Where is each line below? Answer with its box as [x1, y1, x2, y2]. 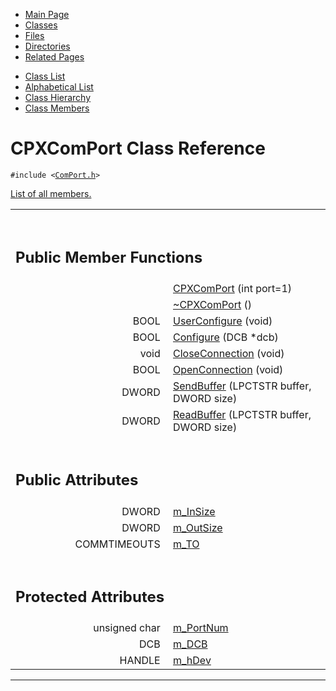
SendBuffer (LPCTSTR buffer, [173, 379, 312, 393]
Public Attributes [15, 470, 139, 490]
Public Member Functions [15, 247, 203, 267]
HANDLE [119, 654, 161, 668]
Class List [24, 70, 66, 82]
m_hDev [173, 654, 212, 668]
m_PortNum [173, 621, 229, 635]
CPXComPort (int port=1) [173, 282, 293, 296]
